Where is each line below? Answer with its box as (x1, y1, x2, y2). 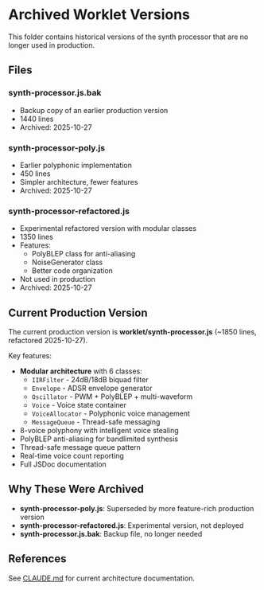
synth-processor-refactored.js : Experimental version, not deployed (19, 520, 244, 530)
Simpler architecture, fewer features (19, 177, 138, 186)
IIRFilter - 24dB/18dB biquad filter (31, 375, 149, 385)
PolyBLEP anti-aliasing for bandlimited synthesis (19, 434, 179, 443)
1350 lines (19, 232, 53, 242)
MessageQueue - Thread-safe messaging (31, 417, 161, 427)
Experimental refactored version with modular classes (19, 224, 197, 233)
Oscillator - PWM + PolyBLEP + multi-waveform (31, 392, 193, 401)
